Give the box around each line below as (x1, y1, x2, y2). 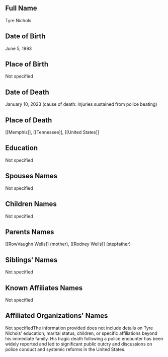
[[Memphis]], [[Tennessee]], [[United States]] (5, 129, 100, 135)
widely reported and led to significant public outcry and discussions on (5, 341, 152, 347)
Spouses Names (5, 172, 58, 180)
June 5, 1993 (5, 45, 32, 51)
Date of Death (5, 88, 49, 96)
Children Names (5, 200, 57, 208)
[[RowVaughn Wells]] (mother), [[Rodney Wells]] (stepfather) (5, 241, 131, 247)
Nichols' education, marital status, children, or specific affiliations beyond (5, 330, 157, 336)
